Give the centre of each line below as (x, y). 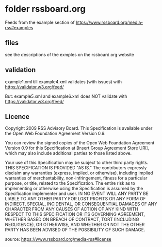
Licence (17, 116)
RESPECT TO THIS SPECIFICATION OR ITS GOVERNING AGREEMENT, (75, 214)
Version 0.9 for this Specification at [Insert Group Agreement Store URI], (77, 148)
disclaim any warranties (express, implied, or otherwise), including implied (79, 173)
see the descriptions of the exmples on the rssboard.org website (70, 54)
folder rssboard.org (45, 9)
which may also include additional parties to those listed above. (68, 153)
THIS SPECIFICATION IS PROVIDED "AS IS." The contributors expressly (76, 168)
